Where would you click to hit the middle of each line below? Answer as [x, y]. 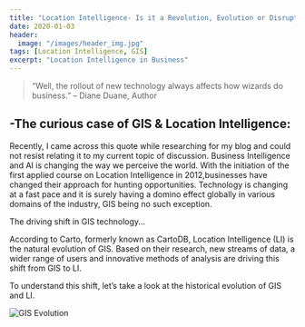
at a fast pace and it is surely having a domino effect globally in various [142, 194]
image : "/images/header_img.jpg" [81, 43]
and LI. [22, 295]
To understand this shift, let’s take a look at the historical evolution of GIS [146, 285]
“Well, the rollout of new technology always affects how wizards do [157, 86]
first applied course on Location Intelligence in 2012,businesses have [138, 174]
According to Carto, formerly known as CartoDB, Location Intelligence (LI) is [152, 239]
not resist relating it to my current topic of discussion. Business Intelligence [150, 155]
